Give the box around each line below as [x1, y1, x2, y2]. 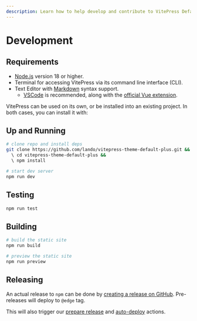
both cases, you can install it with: [6, 109, 89, 116]
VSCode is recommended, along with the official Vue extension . [23, 91, 178, 98]
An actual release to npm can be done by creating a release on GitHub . [6, 291, 175, 298]
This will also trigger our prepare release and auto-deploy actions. [6, 308, 166, 315]
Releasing [6, 275, 43, 285]
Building [6, 221, 37, 231]
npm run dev [6, 173, 35, 179]
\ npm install [11, 158, 46, 164]
